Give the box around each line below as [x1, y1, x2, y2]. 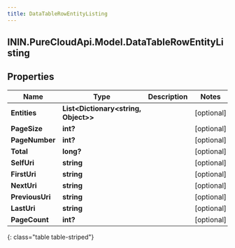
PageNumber [10, 135, 56, 144]
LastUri [10, 203, 36, 213]
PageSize [10, 123, 43, 133]
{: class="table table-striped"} [7, 233, 94, 241]
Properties [7, 71, 55, 83]
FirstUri [10, 169, 36, 179]
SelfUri [10, 158, 35, 167]
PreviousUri [10, 192, 51, 202]
